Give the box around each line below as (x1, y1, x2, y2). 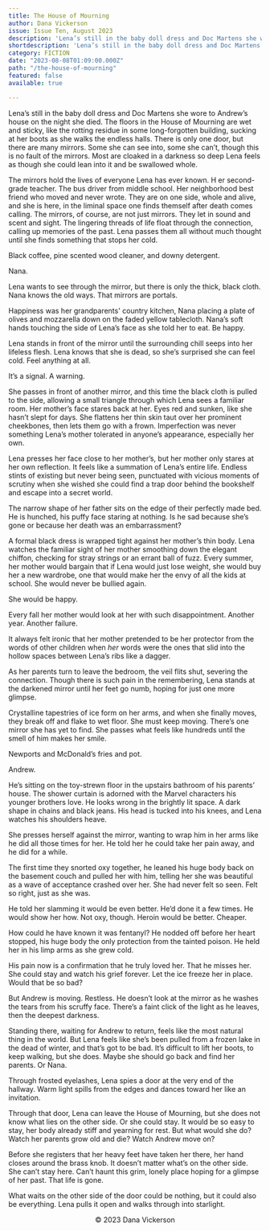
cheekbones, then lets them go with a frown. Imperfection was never (8, 421, 236, 430)
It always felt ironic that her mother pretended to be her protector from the (8, 634, 255, 643)
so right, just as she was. (8, 888, 91, 897)
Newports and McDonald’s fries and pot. (8, 749, 142, 758)
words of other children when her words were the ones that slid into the (8, 642, 245, 652)
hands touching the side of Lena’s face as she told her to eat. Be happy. (8, 322, 245, 332)
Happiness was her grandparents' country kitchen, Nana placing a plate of (8, 306, 256, 315)
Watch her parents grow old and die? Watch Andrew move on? (8, 1134, 215, 1143)
